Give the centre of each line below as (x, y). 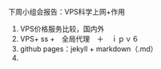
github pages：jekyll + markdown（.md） (89, 49)
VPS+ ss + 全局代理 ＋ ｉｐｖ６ (79, 39)
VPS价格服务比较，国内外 (62, 29)
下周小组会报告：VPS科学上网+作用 (67, 12)
